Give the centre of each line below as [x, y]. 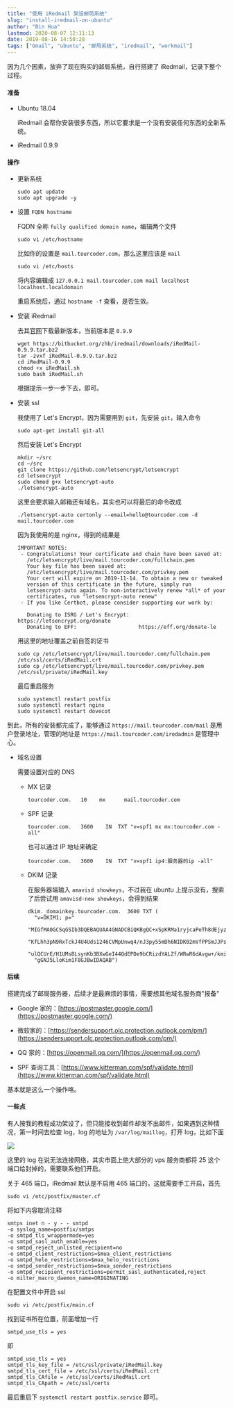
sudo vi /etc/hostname [50, 240]
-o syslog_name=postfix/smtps [51, 1229]
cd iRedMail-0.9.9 [44, 362]
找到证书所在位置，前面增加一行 [53, 1318]
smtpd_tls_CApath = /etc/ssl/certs [59, 1383]
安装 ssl [28, 403]
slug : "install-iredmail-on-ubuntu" [60, 20]
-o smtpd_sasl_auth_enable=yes [52, 1241]
